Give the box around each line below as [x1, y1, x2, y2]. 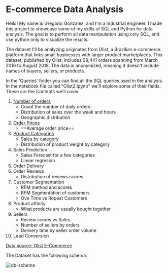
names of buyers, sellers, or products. [6, 67, 86, 74]
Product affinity [13, 200, 46, 206]
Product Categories [13, 130, 54, 136]
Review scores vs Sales [20, 216, 71, 222]
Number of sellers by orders [20, 222, 80, 228]
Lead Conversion [13, 232, 49, 239]
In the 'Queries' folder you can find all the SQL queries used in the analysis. [6, 77, 163, 84]
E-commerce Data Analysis [6, 4, 124, 15]
